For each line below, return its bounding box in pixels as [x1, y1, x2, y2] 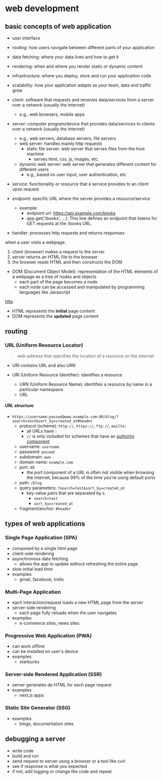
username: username [19, 443, 60, 449]
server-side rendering [12, 604, 56, 610]
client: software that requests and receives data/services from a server [12, 97, 154, 103]
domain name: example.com [19, 459, 73, 465]
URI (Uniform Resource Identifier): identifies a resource [12, 372, 122, 377]
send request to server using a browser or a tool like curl [12, 758, 126, 764]
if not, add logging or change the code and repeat [12, 768, 112, 774]
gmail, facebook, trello [19, 576, 65, 582]
